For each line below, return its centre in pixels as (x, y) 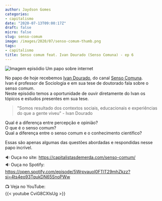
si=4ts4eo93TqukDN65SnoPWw (38, 177)
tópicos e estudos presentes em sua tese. (47, 99)
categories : (17, 14)
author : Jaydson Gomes (28, 9)
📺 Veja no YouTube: (25, 187)
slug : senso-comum (24, 37)
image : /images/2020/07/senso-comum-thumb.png (53, 41)
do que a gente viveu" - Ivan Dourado (55, 113)
